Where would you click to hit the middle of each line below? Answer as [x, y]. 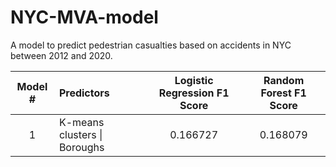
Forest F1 [283, 93]
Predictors [84, 93]
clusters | [80, 134]
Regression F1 [194, 93]
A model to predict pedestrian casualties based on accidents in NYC [151, 45]
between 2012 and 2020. [61, 55]
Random [284, 80]
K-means [81, 122]
